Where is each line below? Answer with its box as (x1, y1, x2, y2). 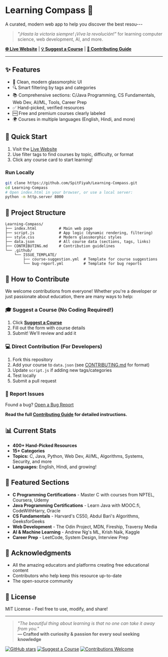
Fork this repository (12, 356, 53, 362)
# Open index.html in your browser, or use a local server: (5, 190, 133, 195)
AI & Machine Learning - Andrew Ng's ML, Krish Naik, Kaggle (12, 529, 140, 535)
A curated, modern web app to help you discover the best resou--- (5, 21, 143, 27)
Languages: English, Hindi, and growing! (12, 464, 96, 470)
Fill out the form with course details (12, 325, 85, 331)
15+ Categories (12, 448, 45, 454)
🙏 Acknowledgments (5, 549, 71, 557)
